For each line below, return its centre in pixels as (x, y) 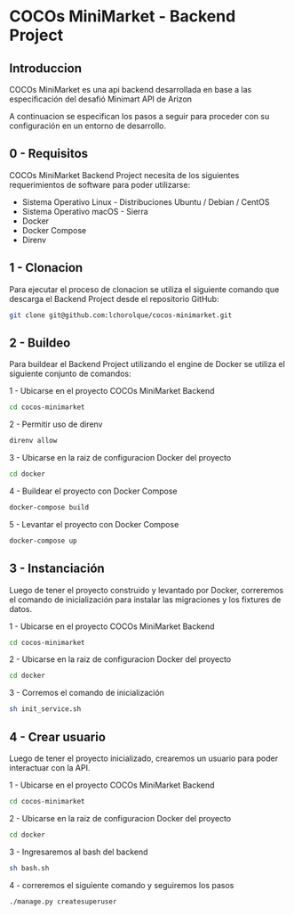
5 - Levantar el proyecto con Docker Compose (94, 524)
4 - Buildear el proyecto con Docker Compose (93, 491)
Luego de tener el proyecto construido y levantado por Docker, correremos (147, 590)
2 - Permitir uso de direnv (56, 424)
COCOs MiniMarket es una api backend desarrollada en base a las (131, 90)
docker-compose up (43, 541)
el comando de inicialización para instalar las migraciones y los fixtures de (145, 600)
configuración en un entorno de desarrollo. (88, 126)
